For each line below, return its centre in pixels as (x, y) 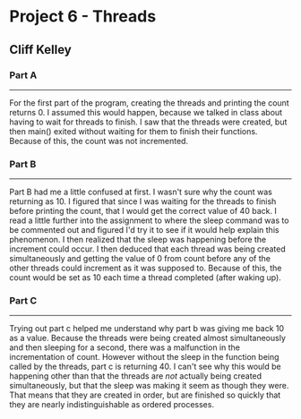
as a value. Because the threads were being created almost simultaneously (148, 338)
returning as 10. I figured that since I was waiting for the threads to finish (143, 201)
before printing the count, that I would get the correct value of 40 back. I (143, 211)
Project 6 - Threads (83, 17)
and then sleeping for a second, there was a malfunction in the (125, 347)
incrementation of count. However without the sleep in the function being (144, 357)
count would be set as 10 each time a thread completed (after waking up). (146, 278)
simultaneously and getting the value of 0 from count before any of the (140, 259)
